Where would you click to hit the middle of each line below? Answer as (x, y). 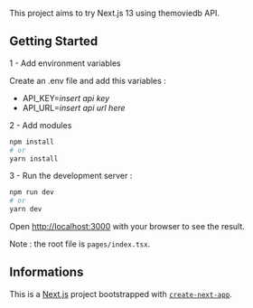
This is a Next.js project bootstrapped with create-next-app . (121, 294)
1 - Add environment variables (65, 63)
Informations (47, 272)
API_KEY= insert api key (66, 98)
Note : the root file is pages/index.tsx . (80, 244)
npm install (32, 142)
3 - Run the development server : (71, 176)
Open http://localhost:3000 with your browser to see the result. (127, 227)
